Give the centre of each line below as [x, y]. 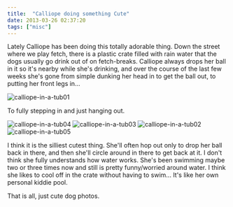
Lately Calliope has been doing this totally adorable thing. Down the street [114, 47]
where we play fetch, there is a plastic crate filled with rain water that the [112, 54]
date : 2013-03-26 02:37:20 [47, 20]
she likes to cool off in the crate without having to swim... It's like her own [113, 175]
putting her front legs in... [44, 84]
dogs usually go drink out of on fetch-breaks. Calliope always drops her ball [116, 62]
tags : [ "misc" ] [29, 27]
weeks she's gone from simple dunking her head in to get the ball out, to [112, 76]
